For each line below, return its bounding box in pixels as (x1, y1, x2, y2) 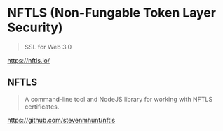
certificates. (24, 102, 60, 111)
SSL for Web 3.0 (24, 43, 72, 51)
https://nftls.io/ (7, 56, 50, 64)
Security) (7, 20, 63, 36)
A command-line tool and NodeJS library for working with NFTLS (24, 95, 212, 103)
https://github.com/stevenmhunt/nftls (7, 116, 116, 124)
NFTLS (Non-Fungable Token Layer (7, 5, 216, 21)
